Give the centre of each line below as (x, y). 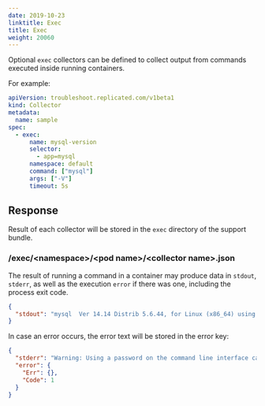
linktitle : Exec (35, 23)
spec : (17, 127)
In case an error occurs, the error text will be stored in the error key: (119, 337)
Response (34, 211)
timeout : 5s (49, 186)
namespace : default (61, 164)
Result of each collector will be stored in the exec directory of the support (127, 229)
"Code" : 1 (39, 380)
